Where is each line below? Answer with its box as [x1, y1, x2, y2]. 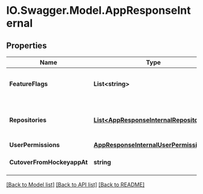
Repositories [9, 116, 47, 124]
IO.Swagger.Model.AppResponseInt [6, 4, 192, 17]
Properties [6, 40, 47, 51]
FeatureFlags [9, 80, 48, 88]
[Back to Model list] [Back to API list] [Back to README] [6, 181, 145, 188]
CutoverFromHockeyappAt [9, 158, 88, 166]
